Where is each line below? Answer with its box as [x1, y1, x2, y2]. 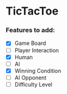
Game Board [14, 39, 46, 47]
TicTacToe [5, 4, 59, 18]
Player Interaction [14, 47, 59, 54]
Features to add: [5, 26, 55, 35]
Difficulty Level [14, 81, 52, 88]
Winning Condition [14, 67, 62, 74]
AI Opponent [14, 74, 47, 81]
